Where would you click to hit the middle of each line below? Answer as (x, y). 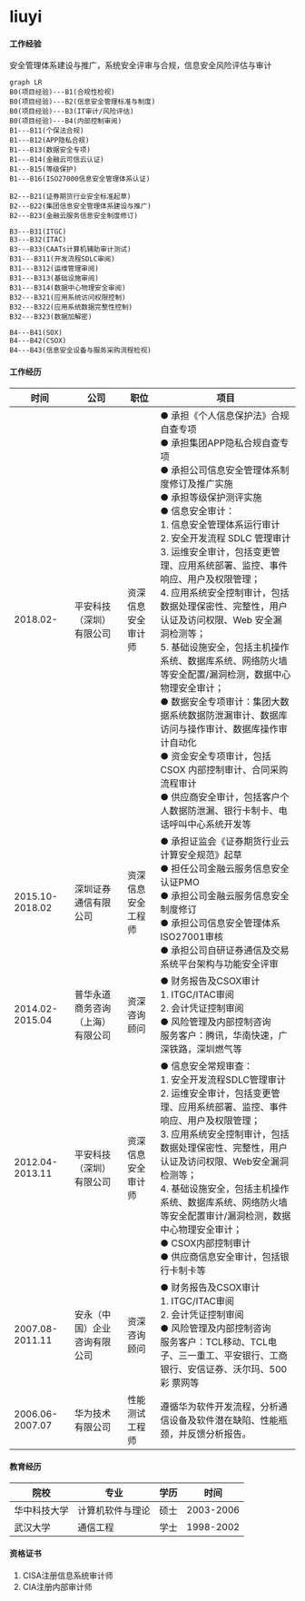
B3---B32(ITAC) (38, 240)
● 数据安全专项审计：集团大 (220, 701)
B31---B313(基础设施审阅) (54, 279)
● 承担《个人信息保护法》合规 (225, 415)
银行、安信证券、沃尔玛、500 (224, 1369)
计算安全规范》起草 (201, 855)
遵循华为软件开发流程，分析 (219, 1407)
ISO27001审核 (192, 936)
